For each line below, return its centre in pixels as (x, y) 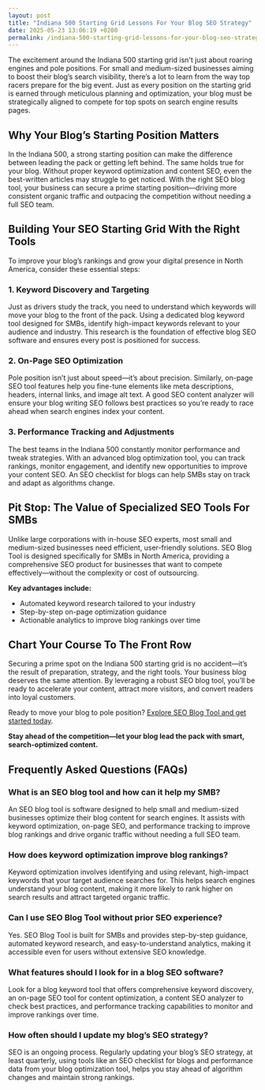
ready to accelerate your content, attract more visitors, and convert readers (131, 689)
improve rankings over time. (54, 1014)
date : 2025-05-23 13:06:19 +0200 (63, 30)
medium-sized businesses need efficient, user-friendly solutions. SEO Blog (130, 547)
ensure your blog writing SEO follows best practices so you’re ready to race (131, 403)
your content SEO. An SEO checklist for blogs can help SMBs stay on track (129, 474)
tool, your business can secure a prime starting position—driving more (123, 188)
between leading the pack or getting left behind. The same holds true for (126, 163)
